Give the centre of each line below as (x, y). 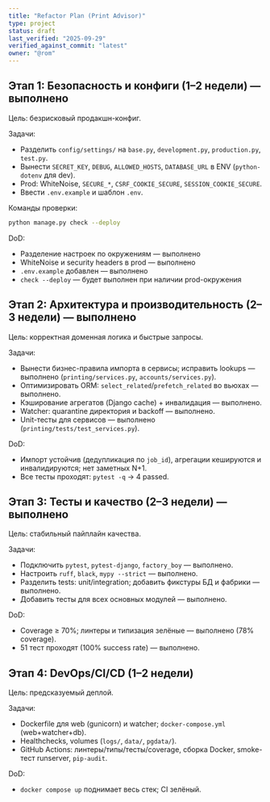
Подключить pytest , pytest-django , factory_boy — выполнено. (127, 565)
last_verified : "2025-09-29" (57, 38)
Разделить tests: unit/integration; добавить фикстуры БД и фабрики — (140, 583)
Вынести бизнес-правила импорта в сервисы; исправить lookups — (137, 368)
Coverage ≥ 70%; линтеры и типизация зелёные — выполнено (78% (137, 631)
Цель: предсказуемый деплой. (61, 693)
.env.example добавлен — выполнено (84, 270)
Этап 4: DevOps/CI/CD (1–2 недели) (101, 673)
